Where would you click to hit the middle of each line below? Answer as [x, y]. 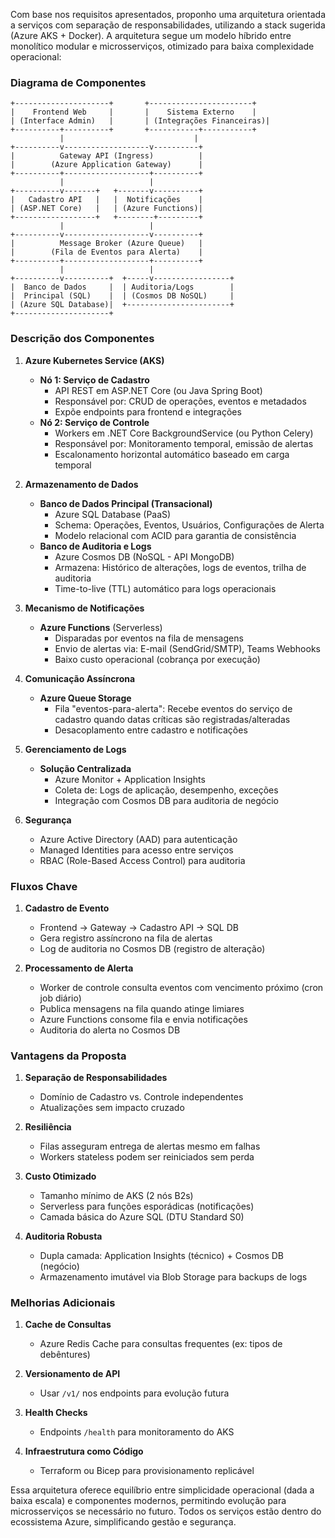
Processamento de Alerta [79, 968]
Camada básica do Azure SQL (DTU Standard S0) [142, 1217]
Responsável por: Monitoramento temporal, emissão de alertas [184, 443]
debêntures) [65, 1355]
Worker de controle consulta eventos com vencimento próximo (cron [181, 987]
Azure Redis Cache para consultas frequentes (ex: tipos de [161, 1344]
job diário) [60, 998]
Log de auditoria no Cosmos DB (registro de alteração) [152, 948]
